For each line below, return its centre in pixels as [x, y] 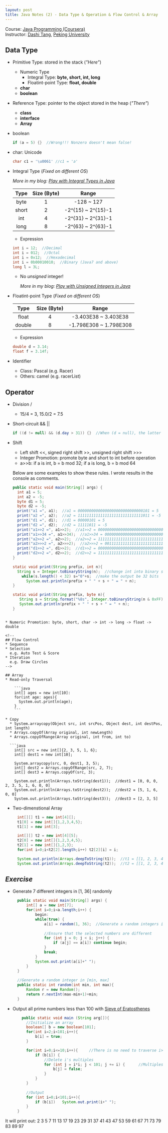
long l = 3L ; [26, 267]
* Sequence [17, 644]
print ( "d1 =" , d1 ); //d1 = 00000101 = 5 [61, 520]
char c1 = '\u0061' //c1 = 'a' [45, 162]
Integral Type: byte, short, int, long [64, 77]
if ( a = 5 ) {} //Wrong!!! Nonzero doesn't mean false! [72, 143]
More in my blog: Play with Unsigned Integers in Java [75, 286]
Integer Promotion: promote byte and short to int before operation [88, 458]
